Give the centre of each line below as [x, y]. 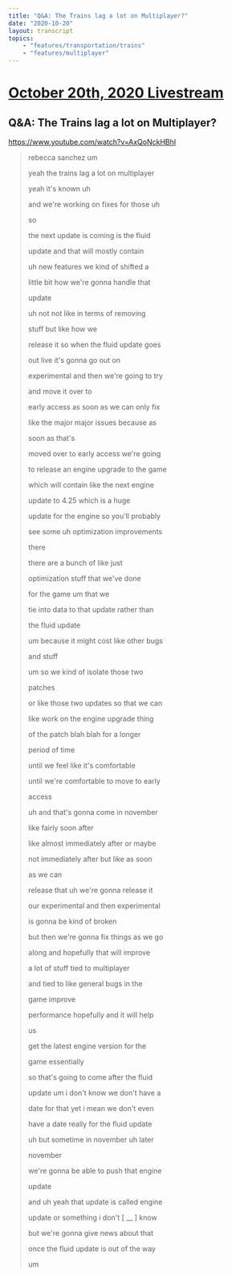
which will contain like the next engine [91, 485]
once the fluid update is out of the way [92, 1249]
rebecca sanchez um [63, 157]
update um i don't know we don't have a [94, 1093]
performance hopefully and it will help [91, 1015]
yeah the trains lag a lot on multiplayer [91, 173]
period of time [51, 750]
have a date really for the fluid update [90, 1124]
